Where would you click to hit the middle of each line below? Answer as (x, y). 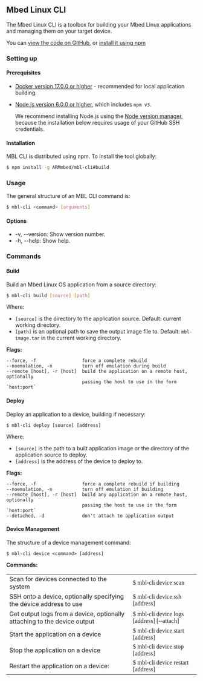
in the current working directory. (82, 338)
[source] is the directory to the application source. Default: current (98, 319)
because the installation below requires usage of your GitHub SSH (97, 122)
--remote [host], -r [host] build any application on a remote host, (97, 495)
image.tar (27, 338)
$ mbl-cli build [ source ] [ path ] (48, 295)
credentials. (30, 129)
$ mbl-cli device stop (158, 646)
